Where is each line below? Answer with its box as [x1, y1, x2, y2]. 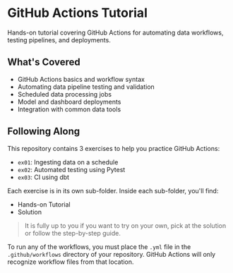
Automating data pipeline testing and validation [17, 83, 155, 91]
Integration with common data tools [17, 104, 121, 114]
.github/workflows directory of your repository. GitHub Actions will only [7, 250, 216, 258]
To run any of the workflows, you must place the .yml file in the [7, 242, 191, 251]
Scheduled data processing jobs [17, 90, 112, 98]
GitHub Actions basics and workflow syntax [17, 75, 145, 83]
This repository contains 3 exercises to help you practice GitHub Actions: [7, 144, 220, 152]
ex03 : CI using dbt [17, 173, 69, 181]
